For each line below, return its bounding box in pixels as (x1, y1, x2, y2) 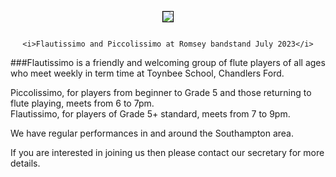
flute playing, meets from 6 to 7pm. (10, 97, 155, 109)
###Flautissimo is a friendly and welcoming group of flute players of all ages (10, 57, 326, 68)
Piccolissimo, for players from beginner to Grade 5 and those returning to (10, 87, 312, 98)
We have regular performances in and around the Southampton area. (10, 127, 295, 139)
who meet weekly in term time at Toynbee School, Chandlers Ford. (10, 67, 285, 79)
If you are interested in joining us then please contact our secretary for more (10, 147, 325, 158)
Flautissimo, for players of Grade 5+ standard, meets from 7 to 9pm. (10, 108, 291, 120)
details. (10, 157, 41, 169)
